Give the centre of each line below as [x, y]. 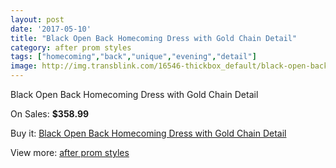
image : [24, 66]
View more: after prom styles [70, 152]
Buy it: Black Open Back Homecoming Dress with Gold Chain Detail [148, 133]
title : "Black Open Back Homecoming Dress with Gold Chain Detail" [154, 38]
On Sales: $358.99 [50, 114]
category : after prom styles [71, 47]
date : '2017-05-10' [51, 29]
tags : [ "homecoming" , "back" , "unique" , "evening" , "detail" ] [133, 57]
